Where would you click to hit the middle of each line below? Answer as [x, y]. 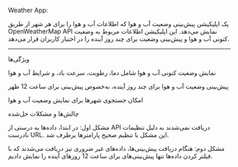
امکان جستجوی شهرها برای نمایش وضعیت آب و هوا [76, 100]
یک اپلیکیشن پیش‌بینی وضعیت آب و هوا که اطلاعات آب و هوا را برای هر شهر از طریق [118, 24]
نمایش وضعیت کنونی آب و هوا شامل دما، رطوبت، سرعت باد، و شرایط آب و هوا [112, 73]
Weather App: [28, 10]
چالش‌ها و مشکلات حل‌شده [44, 113]
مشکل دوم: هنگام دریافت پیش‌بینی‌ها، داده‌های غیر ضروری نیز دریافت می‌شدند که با [117, 148]
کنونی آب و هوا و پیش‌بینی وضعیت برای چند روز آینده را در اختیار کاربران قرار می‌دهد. [119, 39]
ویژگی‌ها [19, 59]
